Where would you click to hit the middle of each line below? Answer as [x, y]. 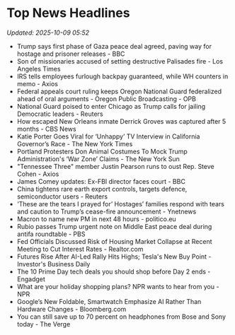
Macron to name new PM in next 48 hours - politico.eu [96, 219]
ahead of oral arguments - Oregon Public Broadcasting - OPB [106, 99]
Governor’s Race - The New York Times [75, 143]
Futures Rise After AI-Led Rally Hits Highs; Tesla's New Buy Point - [114, 257]
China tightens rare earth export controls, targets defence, [102, 189]
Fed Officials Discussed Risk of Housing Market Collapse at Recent [114, 241]
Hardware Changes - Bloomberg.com [71, 309]
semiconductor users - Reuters [62, 196]
